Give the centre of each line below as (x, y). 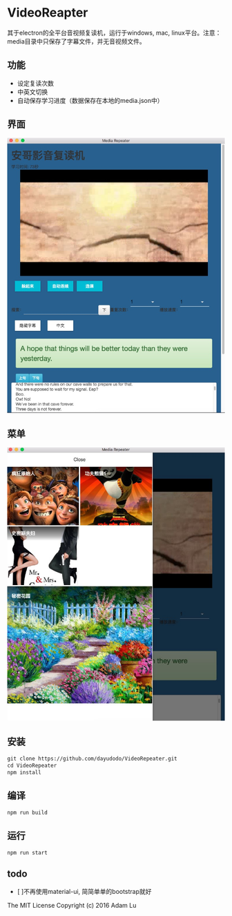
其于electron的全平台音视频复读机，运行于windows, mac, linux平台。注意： (114, 32)
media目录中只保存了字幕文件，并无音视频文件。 (77, 41)
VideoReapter (48, 13)
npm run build (28, 813)
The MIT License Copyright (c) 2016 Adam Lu (72, 905)
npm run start (28, 852)
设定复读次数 (35, 83)
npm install (24, 773)
